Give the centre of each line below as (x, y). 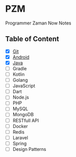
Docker (20, 126)
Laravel (20, 138)
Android (21, 57)
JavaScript (24, 86)
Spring (20, 143)
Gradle (20, 68)
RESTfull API (26, 120)
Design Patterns (29, 149)
